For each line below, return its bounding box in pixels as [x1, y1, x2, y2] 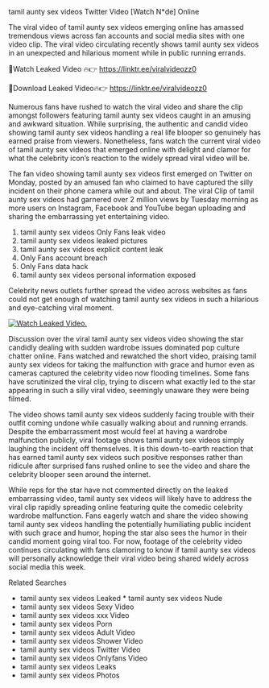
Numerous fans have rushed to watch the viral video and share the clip [8, 102, 243, 111]
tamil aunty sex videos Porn [19, 620, 113, 628]
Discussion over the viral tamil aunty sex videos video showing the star [8, 334, 244, 343]
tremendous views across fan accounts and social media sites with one [8, 31, 245, 40]
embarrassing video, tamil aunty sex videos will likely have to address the [8, 494, 252, 503]
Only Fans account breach [19, 253, 108, 263]
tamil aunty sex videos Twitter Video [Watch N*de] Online [8, 7, 200, 16]
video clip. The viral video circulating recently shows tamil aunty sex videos [8, 39, 259, 49]
